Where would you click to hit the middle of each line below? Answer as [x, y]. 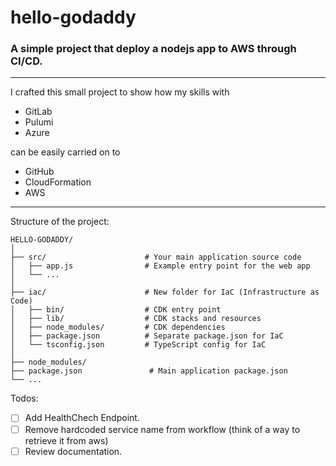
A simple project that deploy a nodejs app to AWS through [153, 49]
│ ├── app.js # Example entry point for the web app [160, 266]
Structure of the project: [60, 222]
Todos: [24, 398]
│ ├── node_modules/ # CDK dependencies [118, 327]
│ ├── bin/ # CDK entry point [116, 310]
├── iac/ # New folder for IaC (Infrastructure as [165, 292]
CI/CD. [26, 61]
